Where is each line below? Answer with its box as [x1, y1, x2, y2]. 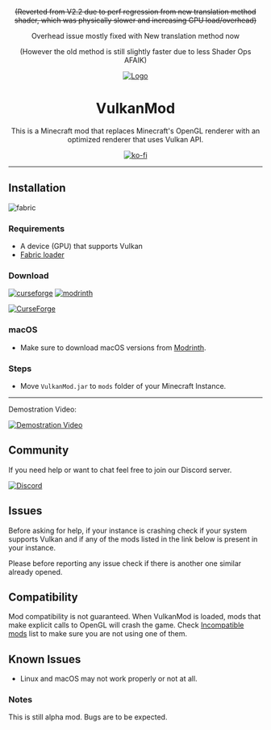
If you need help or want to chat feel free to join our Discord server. [8, 465, 232, 475]
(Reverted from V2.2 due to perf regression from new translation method [15, 7, 256, 16]
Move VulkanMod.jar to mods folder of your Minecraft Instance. [19, 381, 227, 390]
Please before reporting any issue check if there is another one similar [8, 558, 242, 568]
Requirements [8, 222, 65, 234]
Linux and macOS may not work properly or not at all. [19, 674, 198, 684]
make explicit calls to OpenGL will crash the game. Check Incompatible [8, 620, 244, 630]
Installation [8, 181, 66, 195]
